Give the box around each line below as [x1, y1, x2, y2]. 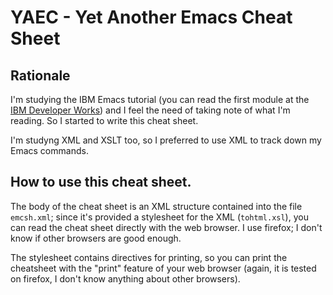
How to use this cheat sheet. [10, 174, 192, 191]
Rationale [10, 67, 71, 84]
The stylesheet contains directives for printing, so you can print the [10, 251, 288, 263]
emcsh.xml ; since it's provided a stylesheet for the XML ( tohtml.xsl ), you [10, 211, 309, 223]
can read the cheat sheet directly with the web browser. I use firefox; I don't [10, 221, 323, 233]
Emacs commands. [10, 145, 89, 156]
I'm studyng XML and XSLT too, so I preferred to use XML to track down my [10, 134, 322, 146]
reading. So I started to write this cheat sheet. [10, 115, 199, 126]
